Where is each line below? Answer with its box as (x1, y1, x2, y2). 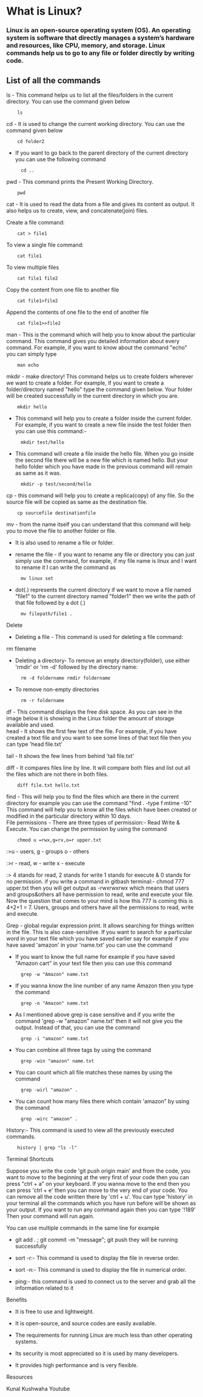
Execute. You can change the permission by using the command (6, 825, 167, 832)
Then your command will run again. (6, 1212, 95, 1219)
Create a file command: (6, 218, 65, 226)
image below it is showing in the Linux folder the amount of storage (6, 714, 175, 722)
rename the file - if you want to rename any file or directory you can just (15, 551, 195, 558)
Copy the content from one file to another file (6, 286, 119, 293)
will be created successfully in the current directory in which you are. (6, 392, 179, 399)
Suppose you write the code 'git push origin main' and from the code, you (6, 1167, 191, 1174)
